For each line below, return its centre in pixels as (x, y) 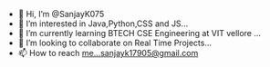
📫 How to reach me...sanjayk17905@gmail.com (108, 53)
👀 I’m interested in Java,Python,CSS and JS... (103, 24)
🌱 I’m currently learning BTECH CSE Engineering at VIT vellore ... (140, 33)
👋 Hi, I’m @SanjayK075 (61, 14)
